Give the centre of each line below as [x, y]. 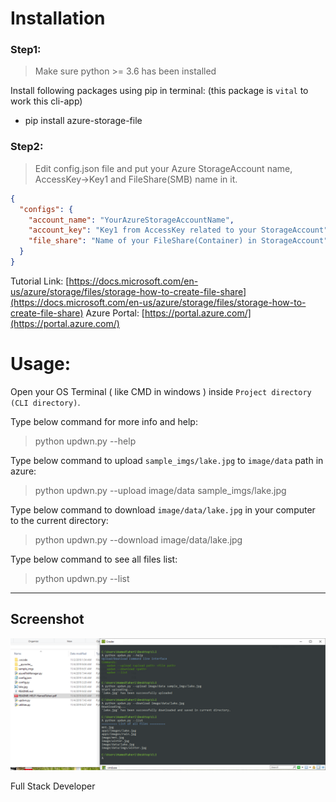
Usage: [41, 364]
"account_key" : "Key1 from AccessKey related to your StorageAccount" [178, 230]
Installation [58, 18]
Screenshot [47, 619]
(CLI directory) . [45, 402]
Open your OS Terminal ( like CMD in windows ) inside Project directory [161, 391]
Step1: [26, 50]
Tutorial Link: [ [40, 281]
